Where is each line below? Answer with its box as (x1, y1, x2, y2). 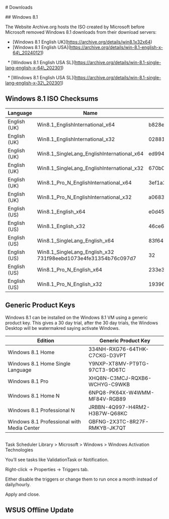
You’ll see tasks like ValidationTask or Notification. (5, 456, 109, 463)
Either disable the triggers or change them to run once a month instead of (5, 476, 158, 482)
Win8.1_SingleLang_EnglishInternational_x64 (37, 150, 144, 157)
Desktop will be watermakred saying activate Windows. (5, 325, 120, 331)
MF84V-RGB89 (88, 395, 126, 402)
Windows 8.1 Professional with (8, 418, 81, 425)
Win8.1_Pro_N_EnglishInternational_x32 (37, 194, 132, 201)
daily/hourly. (5, 482, 31, 488)
